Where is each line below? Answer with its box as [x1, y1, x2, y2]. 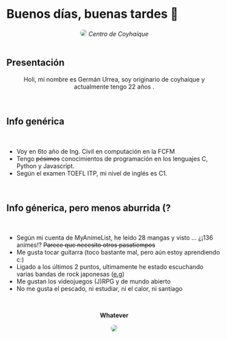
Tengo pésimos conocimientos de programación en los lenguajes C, [16, 154, 208, 163]
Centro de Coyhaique [88, 30, 149, 38]
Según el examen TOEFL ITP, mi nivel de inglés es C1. [16, 169, 168, 177]
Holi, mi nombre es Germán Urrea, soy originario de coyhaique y [23, 75, 205, 83]
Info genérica [6, 116, 65, 128]
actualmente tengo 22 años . [74, 82, 155, 91]
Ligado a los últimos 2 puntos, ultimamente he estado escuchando [16, 263, 204, 271]
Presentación [6, 57, 65, 69]
